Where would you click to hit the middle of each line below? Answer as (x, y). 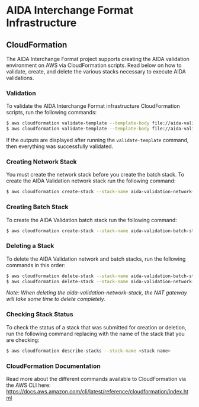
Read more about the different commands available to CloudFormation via (96, 379)
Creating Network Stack (41, 162)
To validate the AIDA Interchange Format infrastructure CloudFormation (93, 106)
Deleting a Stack (30, 246)
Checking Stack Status (40, 315)
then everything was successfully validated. (60, 146)
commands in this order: (36, 265)
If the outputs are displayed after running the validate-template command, (97, 140)
